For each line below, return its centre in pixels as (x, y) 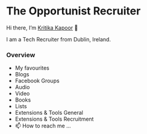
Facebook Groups (37, 81)
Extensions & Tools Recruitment (54, 119)
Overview (21, 55)
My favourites (32, 68)
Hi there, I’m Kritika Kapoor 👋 (42, 28)
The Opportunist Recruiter (73, 11)
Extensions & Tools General (49, 113)
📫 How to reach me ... (43, 126)
